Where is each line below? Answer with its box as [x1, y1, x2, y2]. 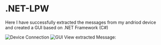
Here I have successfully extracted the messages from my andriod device [5, 19, 157, 25]
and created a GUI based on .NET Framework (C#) [5, 24, 108, 30]
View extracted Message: [64, 34, 116, 40]
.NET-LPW [5, 3, 50, 14]
